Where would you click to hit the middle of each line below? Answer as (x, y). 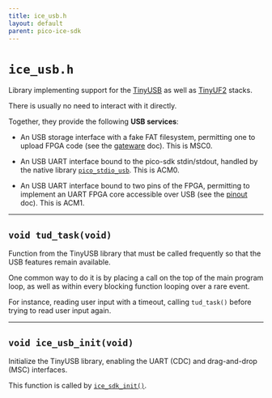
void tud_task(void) (60, 235)
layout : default (36, 23)
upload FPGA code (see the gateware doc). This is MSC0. (116, 146)
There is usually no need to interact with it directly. (93, 106)
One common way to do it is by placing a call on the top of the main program (136, 278)
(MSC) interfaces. (38, 370)
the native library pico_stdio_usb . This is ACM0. (100, 170)
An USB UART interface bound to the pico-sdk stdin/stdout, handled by (139, 162)
